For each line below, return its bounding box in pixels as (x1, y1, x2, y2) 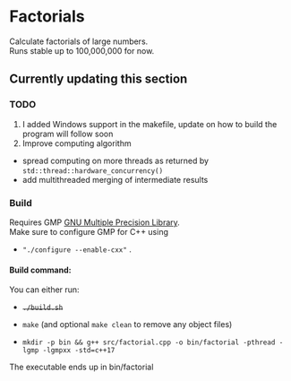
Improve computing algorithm (21, 137, 132, 149)
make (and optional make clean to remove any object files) (21, 319, 233, 330)
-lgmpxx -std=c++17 (42, 346, 116, 355)
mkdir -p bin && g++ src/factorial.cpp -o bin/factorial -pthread (21, 338, 276, 347)
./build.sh (21, 303, 64, 313)
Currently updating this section (9, 72, 188, 87)
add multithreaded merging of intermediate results (21, 174, 209, 185)
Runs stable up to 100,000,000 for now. (9, 45, 155, 56)
